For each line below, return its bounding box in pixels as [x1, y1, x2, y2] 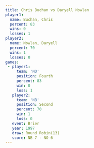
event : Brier [12, 121, 39, 126]
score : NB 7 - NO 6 [12, 135, 53, 140]
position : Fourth [16, 74, 53, 79]
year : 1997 [12, 126, 35, 131]
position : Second [16, 102, 53, 107]
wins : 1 [10, 50, 26, 55]
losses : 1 [10, 31, 30, 36]
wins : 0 [10, 26, 26, 32]
